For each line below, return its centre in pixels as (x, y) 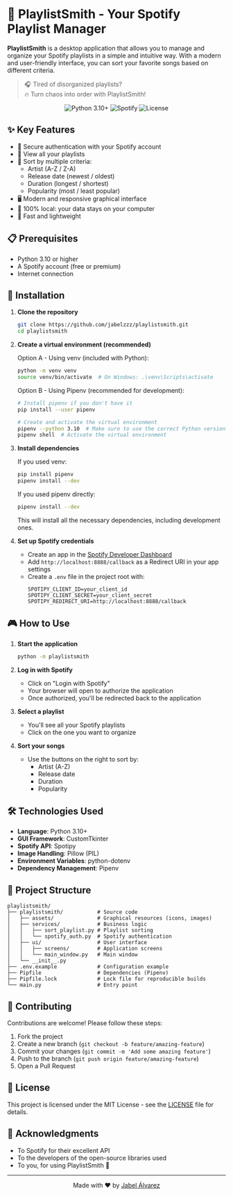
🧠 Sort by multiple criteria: (54, 161)
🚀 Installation (36, 295)
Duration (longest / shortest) (68, 183)
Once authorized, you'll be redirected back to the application (114, 698)
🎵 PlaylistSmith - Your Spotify (94, 14)
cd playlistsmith (42, 331)
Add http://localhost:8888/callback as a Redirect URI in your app (123, 562)
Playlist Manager (57, 29)
